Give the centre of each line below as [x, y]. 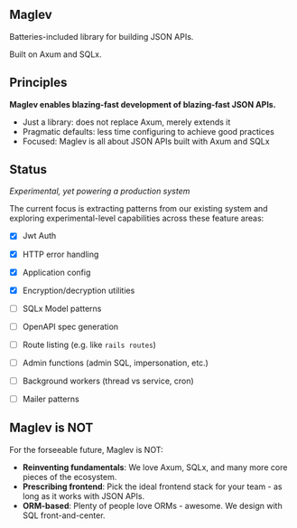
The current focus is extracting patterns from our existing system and [139, 209]
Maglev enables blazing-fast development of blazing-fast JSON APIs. [143, 104]
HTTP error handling [60, 254]
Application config [56, 272]
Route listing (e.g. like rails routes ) [89, 344]
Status [28, 170]
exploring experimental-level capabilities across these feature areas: [137, 218]
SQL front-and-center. [64, 515]
